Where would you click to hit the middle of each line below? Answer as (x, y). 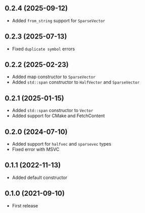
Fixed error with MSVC (36, 150)
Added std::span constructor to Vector (53, 111)
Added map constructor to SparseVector (54, 77)
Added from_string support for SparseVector (59, 20)
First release (25, 205)
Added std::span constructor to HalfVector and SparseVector (76, 82)
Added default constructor (40, 177)
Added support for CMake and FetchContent (58, 116)
